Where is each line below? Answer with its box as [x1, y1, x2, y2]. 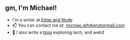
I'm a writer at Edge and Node [12, 17, 73, 22]
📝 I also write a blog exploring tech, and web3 [12, 29, 105, 35]
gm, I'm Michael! [5, 4, 57, 12]
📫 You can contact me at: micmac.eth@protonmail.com [12, 22, 125, 28]
